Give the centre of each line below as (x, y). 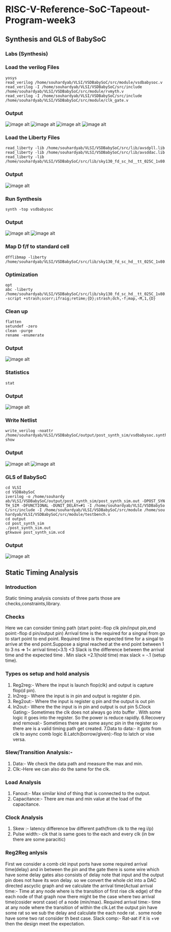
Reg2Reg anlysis (26, 853)
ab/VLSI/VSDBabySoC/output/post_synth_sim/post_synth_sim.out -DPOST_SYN (85, 501)
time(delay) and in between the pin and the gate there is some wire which (82, 869)
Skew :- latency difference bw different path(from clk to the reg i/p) (83, 829)
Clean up (17, 311)
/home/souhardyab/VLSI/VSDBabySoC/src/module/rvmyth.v (65, 91)
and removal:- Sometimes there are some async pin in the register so (85, 723)
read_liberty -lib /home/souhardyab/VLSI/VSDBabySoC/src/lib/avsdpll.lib (85, 148)
